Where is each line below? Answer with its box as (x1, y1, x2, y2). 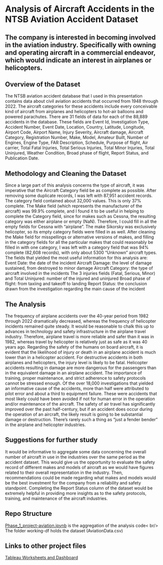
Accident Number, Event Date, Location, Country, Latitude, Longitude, (5, 124, 145, 130)
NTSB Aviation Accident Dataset (5, 14, 139, 25)
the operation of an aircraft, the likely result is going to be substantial (5, 411, 143, 417)
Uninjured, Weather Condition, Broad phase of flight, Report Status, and (5, 150, 149, 156)
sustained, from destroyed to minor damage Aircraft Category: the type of (5, 265, 153, 271)
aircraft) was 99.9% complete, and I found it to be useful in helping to (5, 208, 145, 214)
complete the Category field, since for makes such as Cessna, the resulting (5, 214, 156, 219)
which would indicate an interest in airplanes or (5, 56, 152, 64)
